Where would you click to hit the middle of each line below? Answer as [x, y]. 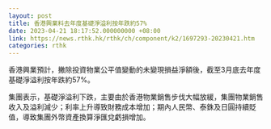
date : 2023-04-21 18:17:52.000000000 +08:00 [85, 31]
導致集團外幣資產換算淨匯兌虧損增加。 [86, 117]
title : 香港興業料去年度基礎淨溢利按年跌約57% [78, 23]
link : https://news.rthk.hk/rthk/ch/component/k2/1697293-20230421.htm [131, 38]
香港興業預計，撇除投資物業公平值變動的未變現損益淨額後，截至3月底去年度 [135, 70]
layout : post [30, 16]
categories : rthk [38, 46]
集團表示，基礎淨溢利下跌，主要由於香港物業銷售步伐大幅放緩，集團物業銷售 [136, 97]
